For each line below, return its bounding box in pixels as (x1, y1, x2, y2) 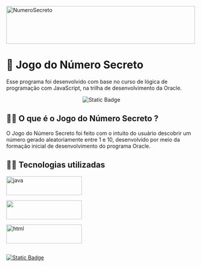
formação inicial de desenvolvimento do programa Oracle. (6, 142, 151, 149)
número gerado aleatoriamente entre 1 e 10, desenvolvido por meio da (6, 136, 180, 143)
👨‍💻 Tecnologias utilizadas (6, 160, 106, 170)
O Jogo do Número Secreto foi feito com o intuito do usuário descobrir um (6, 130, 191, 137)
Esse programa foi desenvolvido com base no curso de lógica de (6, 78, 168, 85)
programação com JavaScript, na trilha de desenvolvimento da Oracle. (6, 84, 182, 92)
